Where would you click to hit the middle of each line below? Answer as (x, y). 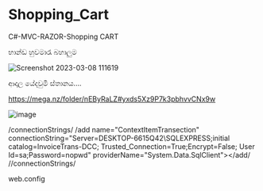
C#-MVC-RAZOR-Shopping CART (64, 36)
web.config (27, 178)
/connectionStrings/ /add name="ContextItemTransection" (104, 129)
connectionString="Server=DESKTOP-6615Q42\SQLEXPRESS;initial (119, 138)
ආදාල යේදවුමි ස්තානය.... (45, 83)
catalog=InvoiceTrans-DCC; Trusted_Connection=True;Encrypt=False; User (132, 146)
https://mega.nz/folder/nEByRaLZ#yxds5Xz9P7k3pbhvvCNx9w (112, 99)
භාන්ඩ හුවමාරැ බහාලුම (43, 52)
